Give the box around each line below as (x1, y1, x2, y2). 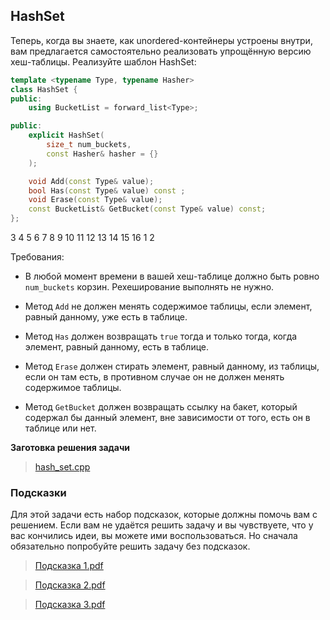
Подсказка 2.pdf (34, 579, 106, 591)
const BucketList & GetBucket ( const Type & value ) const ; (28, 204, 267, 214)
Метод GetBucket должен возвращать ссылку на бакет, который (24, 401, 298, 413)
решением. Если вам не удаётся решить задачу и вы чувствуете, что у (10, 519, 314, 531)
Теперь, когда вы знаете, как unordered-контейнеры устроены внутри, (10, 34, 313, 46)
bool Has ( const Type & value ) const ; (28, 185, 186, 196)
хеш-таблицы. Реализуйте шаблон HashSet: (10, 55, 197, 68)
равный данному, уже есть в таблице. (24, 311, 188, 323)
